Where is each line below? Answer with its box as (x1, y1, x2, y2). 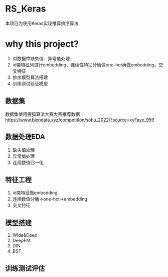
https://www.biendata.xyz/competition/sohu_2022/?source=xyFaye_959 (5, 117, 154, 123)
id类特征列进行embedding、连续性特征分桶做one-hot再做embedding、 (12, 61, 159, 68)
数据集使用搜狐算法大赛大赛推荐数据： (5, 111, 84, 117)
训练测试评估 (5, 264, 45, 272)
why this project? (5, 38, 79, 50)
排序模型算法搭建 (12, 74, 48, 80)
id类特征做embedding (12, 190, 58, 196)
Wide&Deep (12, 232, 38, 238)
